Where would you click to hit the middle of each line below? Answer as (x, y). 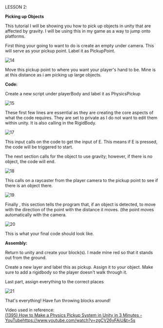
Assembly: (16, 243)
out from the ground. (26, 258)
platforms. (15, 36)
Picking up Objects (25, 16)
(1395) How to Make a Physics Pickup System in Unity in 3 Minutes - (74, 315)
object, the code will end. (30, 162)
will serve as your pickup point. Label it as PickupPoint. (60, 51)
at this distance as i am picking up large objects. (53, 75)
